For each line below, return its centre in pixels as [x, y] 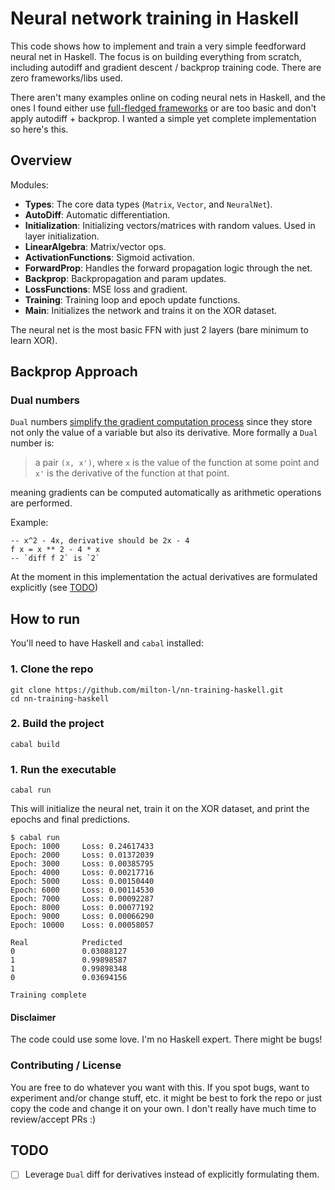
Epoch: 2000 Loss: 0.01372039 [82, 855]
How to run [45, 618]
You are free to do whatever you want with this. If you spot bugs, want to [160, 1087]
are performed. [41, 503]
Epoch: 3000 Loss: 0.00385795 [82, 864]
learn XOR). [34, 340]
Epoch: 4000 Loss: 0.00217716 [82, 873]
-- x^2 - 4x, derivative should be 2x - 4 [100, 541]
